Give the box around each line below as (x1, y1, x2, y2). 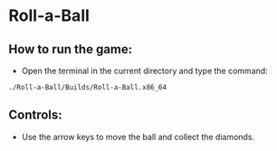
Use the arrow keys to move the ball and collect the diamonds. (21, 131, 255, 142)
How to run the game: (8, 42, 133, 57)
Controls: (8, 108, 62, 123)
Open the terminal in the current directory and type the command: (21, 65, 268, 76)
